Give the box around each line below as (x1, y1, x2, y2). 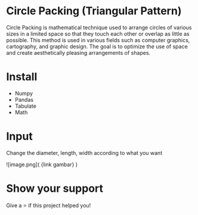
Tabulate (14, 102, 37, 110)
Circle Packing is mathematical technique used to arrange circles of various (6, 24, 192, 31)
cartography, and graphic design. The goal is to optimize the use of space (6, 43, 188, 50)
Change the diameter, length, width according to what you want (6, 149, 163, 156)
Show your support (6, 182, 103, 195)
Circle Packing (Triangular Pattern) (6, 4, 182, 18)
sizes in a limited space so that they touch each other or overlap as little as (6, 30, 190, 37)
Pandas (14, 96, 34, 103)
